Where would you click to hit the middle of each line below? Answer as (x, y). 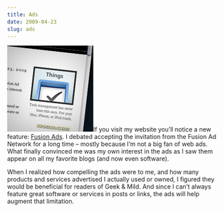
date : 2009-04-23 (32, 22)
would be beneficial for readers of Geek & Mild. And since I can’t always (109, 187)
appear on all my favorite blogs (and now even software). (88, 159)
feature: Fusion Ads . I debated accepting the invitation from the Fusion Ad (112, 137)
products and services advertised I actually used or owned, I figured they (111, 180)
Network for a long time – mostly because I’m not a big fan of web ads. (107, 144)
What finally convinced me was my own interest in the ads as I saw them (110, 151)
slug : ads (21, 29)
